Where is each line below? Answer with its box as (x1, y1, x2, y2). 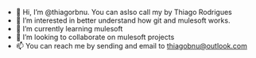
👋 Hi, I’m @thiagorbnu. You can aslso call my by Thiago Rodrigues (15, 8, 232, 16)
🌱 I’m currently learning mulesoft (15, 24, 123, 33)
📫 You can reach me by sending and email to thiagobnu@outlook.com (15, 42, 248, 50)
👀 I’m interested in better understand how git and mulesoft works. (15, 16, 231, 25)
